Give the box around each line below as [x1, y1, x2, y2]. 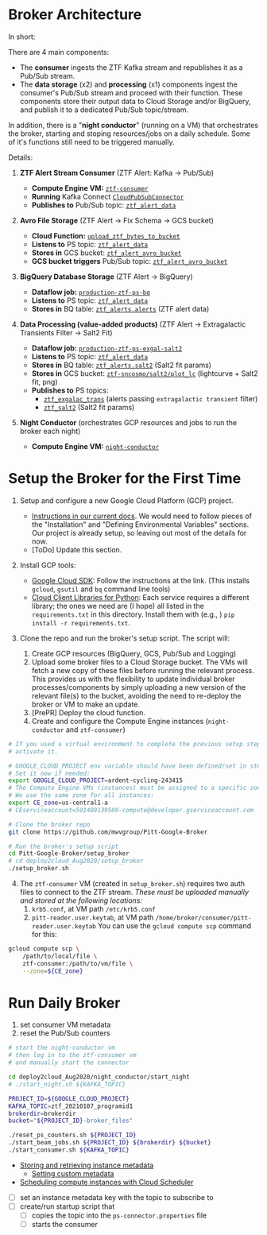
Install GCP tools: [19, 560, 77, 570]
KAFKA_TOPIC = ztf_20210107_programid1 [8, 1102, 133, 1110]
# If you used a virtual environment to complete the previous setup [8, 740, 244, 748]
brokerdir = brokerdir [8, 1109, 77, 1117]
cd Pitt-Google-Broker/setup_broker [8, 850, 130, 858]
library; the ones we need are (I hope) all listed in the [31, 601, 204, 610]
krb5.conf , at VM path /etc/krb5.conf [31, 904, 157, 913]
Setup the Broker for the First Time [8, 470, 242, 488]
